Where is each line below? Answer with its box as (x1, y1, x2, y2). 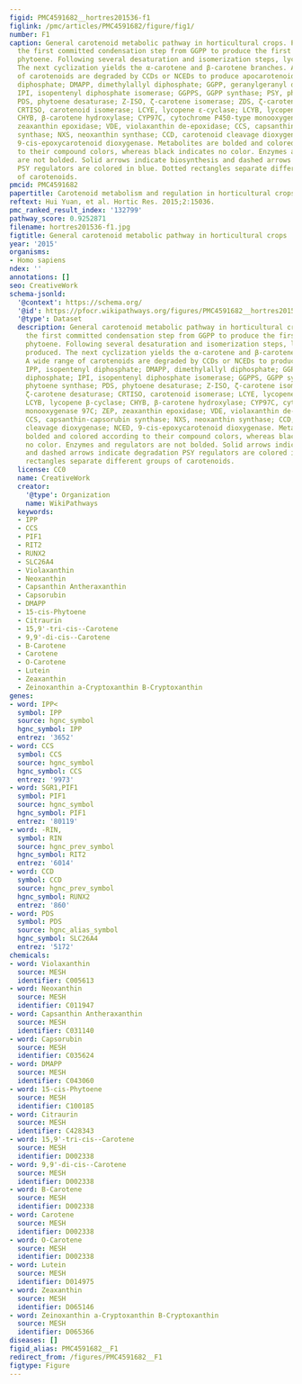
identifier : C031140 (17, 1026, 94, 1036)
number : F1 (9, 30, 50, 39)
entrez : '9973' (17, 775, 75, 784)
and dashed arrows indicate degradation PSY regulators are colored (25, 448, 288, 457)
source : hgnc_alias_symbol (17, 926, 119, 935)
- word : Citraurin (9, 1109, 78, 1119)
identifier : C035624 (17, 1051, 94, 1061)
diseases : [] (9, 1336, 58, 1345)
